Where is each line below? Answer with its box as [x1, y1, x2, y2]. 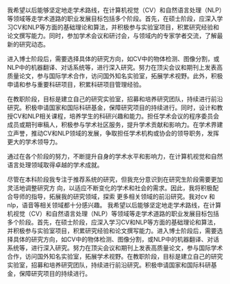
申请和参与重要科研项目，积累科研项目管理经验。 [7, 81, 145, 88]
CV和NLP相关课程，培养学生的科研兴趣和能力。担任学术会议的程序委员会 [12, 112, 220, 120]
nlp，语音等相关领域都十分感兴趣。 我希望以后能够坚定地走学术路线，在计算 [7, 201, 222, 209]
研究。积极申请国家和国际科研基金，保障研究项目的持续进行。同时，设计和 [7, 103, 217, 112]
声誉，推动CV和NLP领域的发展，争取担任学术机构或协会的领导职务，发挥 [12, 129, 220, 137]
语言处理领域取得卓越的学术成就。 [7, 161, 103, 169]
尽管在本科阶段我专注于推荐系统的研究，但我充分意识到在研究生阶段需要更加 [7, 175, 223, 183]
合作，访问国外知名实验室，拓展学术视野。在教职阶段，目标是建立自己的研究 [7, 253, 223, 260]
